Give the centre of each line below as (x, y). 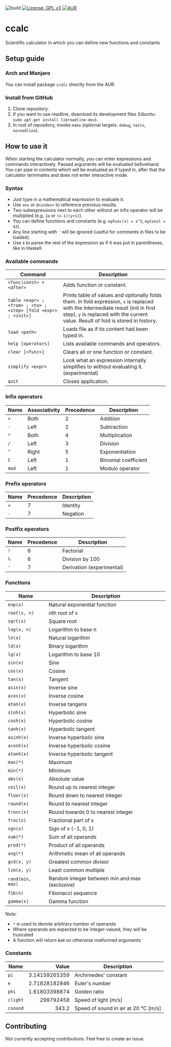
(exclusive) (62, 885)
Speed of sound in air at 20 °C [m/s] (118, 1008)
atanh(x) (18, 754)
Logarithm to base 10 (74, 654)
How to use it (26, 146)
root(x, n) (21, 613)
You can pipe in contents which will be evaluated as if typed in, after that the (85, 169)
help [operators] (29, 344)
